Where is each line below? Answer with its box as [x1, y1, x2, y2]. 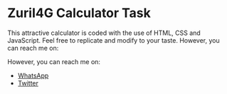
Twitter [17, 78, 39, 87]
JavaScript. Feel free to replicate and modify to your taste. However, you [7, 36, 220, 44]
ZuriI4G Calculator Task [7, 5, 151, 21]
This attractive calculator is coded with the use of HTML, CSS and [7, 28, 201, 37]
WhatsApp [17, 71, 49, 80]
